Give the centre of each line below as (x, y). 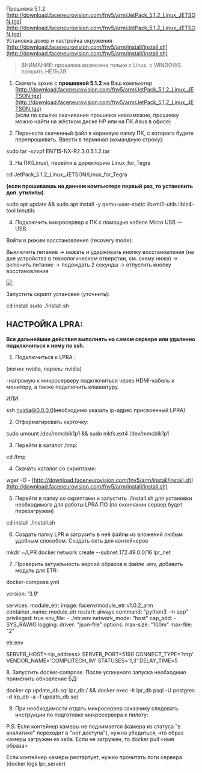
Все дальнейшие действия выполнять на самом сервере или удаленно (101, 339)
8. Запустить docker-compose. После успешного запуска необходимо (96, 672)
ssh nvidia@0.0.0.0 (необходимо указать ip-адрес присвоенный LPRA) (96, 410)
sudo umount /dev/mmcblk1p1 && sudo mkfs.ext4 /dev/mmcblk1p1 (88, 433)
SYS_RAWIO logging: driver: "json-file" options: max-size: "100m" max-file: (99, 624)
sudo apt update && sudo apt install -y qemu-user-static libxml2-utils (92, 204)
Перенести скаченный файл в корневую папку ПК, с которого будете (104, 133)
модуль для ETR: (36, 570)
